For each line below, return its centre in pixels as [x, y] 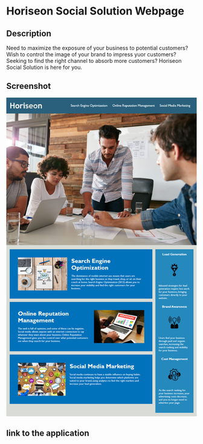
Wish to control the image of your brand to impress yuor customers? [91, 54]
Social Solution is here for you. [44, 67]
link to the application [48, 433]
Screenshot [29, 86]
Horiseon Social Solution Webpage [95, 11]
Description [29, 34]
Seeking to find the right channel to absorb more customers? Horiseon [94, 61]
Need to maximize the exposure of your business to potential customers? [97, 48]
